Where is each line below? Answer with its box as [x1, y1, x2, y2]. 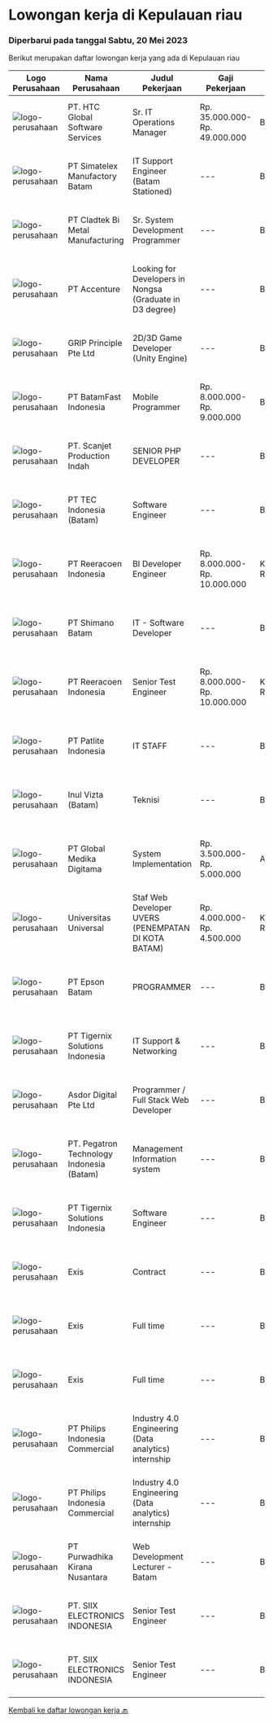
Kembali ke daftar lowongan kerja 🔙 [8, 1705, 128, 1715]
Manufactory [67, 171, 118, 182]
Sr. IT [132, 107, 153, 118]
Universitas [67, 912, 111, 924]
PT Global [67, 843, 106, 855]
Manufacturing [67, 234, 124, 246]
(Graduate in [132, 294, 180, 305]
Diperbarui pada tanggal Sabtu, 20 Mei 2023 [8, 35, 188, 46]
